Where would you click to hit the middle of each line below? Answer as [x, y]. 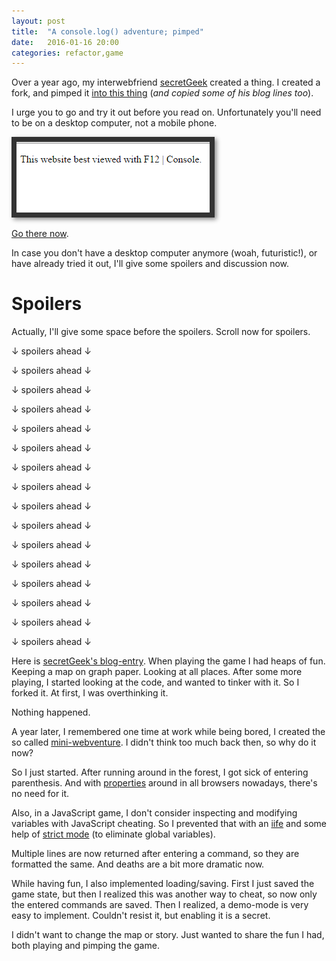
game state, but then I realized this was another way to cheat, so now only [164, 894]
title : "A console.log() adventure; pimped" [107, 31]
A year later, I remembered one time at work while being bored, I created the [168, 732]
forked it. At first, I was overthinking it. [90, 693]
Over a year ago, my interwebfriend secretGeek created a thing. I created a [166, 82]
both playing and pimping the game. [85, 946]
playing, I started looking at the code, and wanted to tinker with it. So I [155, 682]
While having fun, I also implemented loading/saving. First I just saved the [163, 884]
